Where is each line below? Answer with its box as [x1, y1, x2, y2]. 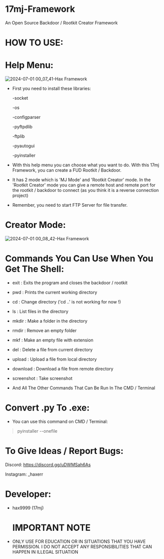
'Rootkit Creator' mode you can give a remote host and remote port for [12, 182, 156, 188]
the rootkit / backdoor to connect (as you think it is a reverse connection [12, 187, 159, 193]
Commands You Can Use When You [5, 253, 154, 264]
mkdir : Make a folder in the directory [12, 318, 88, 324]
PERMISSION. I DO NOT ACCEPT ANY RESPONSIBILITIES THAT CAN [12, 544, 152, 550]
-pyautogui [12, 143, 35, 149]
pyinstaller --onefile [17, 428, 58, 434]
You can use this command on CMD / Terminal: [12, 418, 108, 424]
